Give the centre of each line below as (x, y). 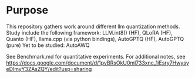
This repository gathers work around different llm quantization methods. (93, 26)
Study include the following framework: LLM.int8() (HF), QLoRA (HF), (90, 32)
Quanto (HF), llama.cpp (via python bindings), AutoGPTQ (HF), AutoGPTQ (95, 39)
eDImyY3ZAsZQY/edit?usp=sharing (49, 69)
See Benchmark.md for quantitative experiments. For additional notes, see (96, 56)
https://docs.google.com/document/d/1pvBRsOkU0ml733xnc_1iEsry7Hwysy (98, 63)
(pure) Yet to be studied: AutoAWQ (48, 45)
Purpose (27, 10)
